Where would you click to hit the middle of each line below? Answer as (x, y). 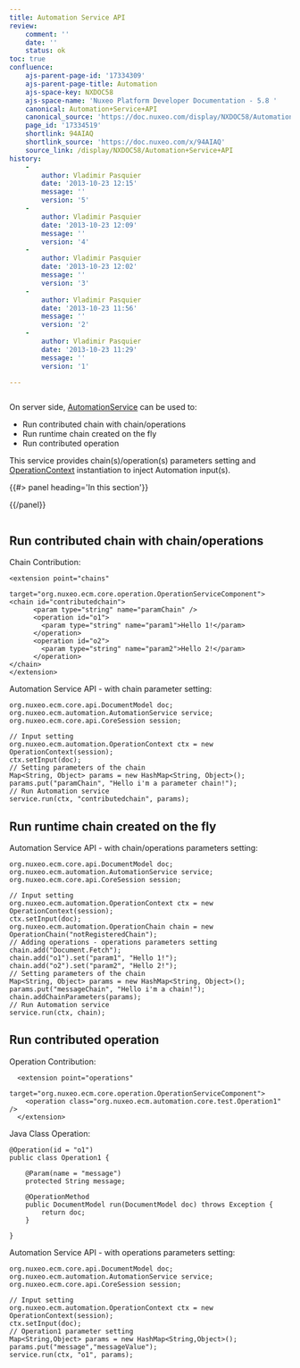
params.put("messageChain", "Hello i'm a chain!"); (107, 989)
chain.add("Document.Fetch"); (66, 950)
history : (25, 158)
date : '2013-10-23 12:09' (90, 225)
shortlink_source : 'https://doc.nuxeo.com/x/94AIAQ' (125, 142)
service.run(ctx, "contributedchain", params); (100, 799)
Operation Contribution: (53, 1061)
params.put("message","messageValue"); (83, 1347)
